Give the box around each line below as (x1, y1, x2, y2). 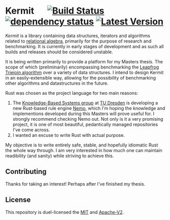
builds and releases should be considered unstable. (5, 49, 113, 55)
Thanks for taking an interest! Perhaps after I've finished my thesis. (5, 180, 146, 187)
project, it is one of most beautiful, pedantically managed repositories (12, 121, 158, 127)
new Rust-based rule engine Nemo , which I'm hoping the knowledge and (12, 105, 165, 111)
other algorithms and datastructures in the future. (5, 80, 109, 86)
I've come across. (12, 127, 50, 133)
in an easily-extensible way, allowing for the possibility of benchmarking (5, 75, 156, 81)
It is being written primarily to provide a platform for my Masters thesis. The (5, 58, 163, 64)
